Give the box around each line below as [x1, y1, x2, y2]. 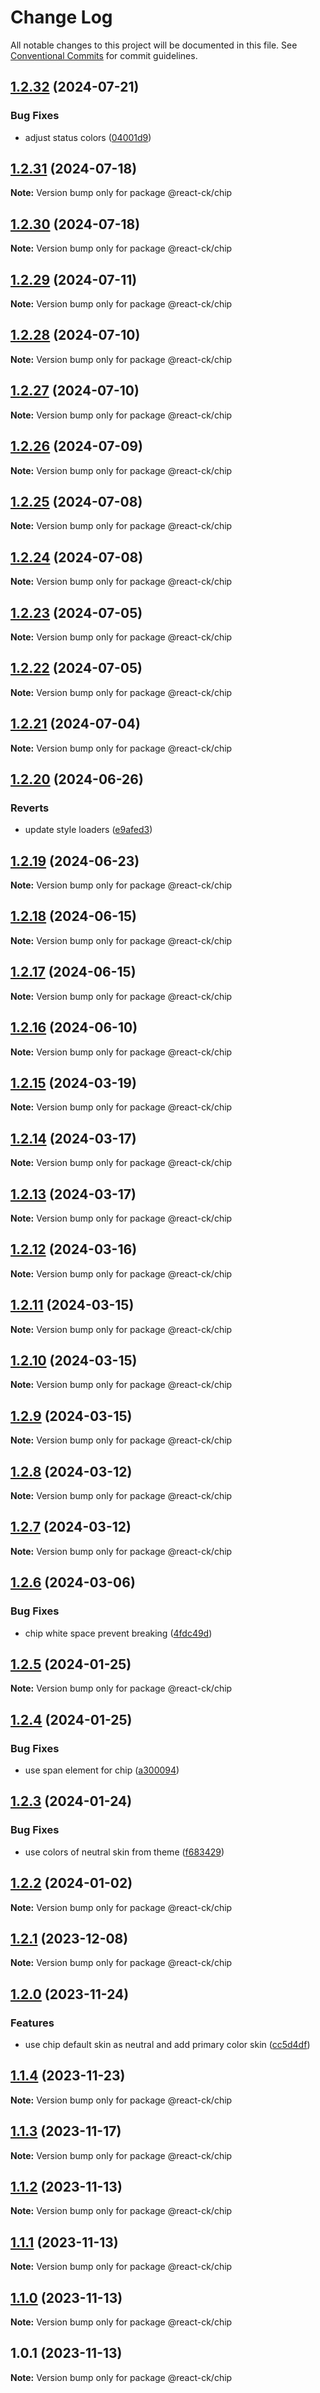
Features [10, 2016, 55, 2030]
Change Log [10, 6, 113, 29]
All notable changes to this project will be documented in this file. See [10, 39, 298, 51]
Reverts [10, 801, 50, 815]
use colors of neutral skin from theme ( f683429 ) [24, 1846, 225, 1858]
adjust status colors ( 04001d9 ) [24, 131, 152, 143]
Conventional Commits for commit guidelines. [10, 49, 198, 61]
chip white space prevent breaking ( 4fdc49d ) [24, 1627, 213, 1639]
